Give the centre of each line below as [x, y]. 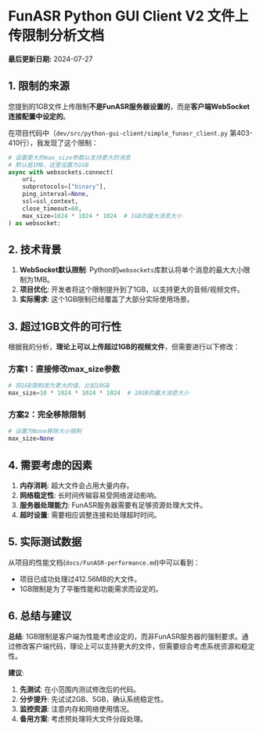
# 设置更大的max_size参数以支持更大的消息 [69, 158]
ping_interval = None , [56, 194]
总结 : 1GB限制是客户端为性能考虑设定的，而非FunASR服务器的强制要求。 [125, 636]
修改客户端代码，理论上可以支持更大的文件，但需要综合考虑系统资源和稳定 [135, 646]
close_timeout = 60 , [52, 209]
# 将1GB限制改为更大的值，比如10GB [59, 386]
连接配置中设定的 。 [39, 116]
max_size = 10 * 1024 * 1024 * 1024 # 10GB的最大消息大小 [99, 393]
